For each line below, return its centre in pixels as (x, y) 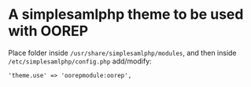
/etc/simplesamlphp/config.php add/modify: (80, 61)
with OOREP (48, 31)
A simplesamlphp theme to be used (126, 14)
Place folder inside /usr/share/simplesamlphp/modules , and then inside (123, 53)
